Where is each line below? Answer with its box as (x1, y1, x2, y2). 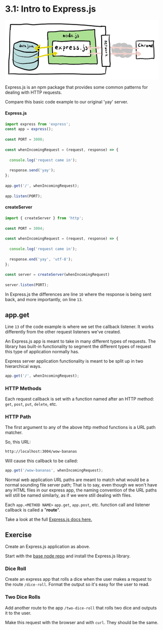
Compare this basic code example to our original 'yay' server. (5, 99, 128, 105)
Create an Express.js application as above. (5, 543, 91, 549)
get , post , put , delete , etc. (5, 401, 57, 407)
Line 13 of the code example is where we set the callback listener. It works (5, 324, 154, 329)
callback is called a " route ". (5, 507, 60, 513)
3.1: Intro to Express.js (5, 3, 96, 15)
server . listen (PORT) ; (5, 283, 49, 287)
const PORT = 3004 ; (5, 226, 45, 231)
